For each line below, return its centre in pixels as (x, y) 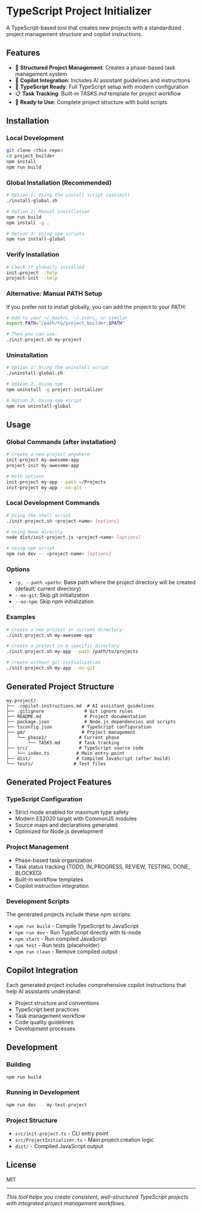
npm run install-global (36, 239)
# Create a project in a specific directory (63, 646)
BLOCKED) (28, 873)
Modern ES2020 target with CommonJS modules (76, 819)
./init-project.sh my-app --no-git (51, 668)
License (21, 1165)
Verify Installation (33, 255)
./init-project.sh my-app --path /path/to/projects (72, 652)
